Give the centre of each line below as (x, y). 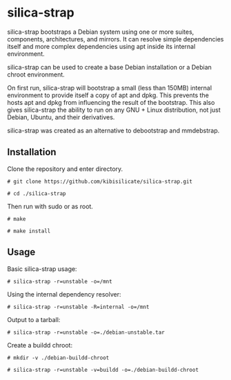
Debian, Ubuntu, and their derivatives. (61, 117)
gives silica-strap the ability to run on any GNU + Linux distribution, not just (114, 110)
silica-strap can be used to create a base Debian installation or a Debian (110, 67)
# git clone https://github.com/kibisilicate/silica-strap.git (100, 181)
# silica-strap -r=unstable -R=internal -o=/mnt (78, 307)
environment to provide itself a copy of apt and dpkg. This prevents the (108, 95)
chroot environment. (36, 74)
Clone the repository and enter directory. (65, 169)
